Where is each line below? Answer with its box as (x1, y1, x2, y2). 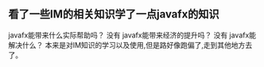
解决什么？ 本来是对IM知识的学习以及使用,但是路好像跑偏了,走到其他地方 (8, 40, 246, 49)
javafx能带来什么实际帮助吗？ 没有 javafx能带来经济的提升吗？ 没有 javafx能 (8, 30, 257, 40)
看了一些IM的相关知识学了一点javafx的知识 (8, 7, 220, 22)
